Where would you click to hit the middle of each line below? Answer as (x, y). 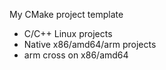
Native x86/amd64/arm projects (90, 44)
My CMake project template (66, 14)
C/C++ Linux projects (68, 33)
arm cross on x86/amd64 (76, 55)
